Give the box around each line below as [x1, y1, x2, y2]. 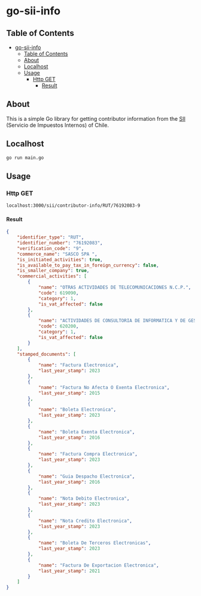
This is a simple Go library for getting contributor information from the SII [6, 115, 185, 122]
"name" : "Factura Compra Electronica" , [38, 451, 138, 457]
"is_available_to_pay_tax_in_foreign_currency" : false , [17, 262, 160, 268]
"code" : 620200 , [38, 323, 79, 329]
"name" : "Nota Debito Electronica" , [38, 496, 130, 502]
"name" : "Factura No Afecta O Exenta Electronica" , [38, 384, 170, 390]
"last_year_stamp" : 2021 [38, 568, 100, 574]
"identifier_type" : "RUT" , [17, 234, 84, 240]
